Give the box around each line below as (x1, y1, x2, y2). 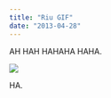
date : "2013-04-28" (9, 21, 82, 30)
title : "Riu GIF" (9, 12, 74, 22)
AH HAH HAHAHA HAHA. (9, 45, 102, 56)
